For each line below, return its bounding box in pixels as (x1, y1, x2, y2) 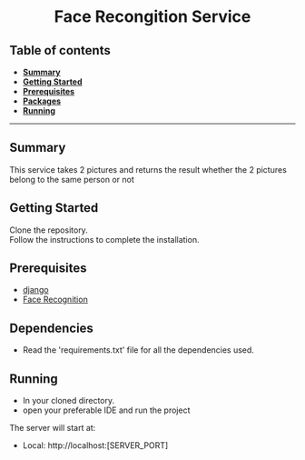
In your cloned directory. (22, 395, 115, 406)
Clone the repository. (9, 225, 88, 235)
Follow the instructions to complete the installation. (9, 234, 200, 245)
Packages (22, 95, 62, 106)
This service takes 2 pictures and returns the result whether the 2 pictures (9, 164, 288, 175)
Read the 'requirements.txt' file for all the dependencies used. (22, 345, 254, 355)
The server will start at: (9, 423, 96, 434)
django (22, 285, 49, 295)
